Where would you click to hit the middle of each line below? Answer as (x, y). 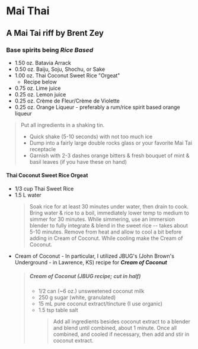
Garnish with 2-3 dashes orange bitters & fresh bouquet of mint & (109, 155)
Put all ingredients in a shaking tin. (63, 125)
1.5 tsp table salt (58, 310)
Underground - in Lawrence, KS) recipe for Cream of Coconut (91, 263)
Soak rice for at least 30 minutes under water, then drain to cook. (109, 207)
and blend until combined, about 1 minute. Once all (115, 328)
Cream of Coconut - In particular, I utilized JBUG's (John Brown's (95, 256)
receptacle (43, 149)
